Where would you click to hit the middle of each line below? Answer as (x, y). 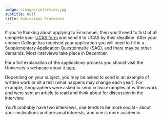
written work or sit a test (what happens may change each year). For (74, 82)
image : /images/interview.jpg (36, 10)
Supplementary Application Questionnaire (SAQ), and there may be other (78, 48)
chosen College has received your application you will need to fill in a (75, 43)
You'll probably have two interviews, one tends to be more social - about (78, 107)
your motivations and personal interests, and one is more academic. (73, 113)
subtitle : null (20, 14)
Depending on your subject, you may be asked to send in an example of (77, 77)
